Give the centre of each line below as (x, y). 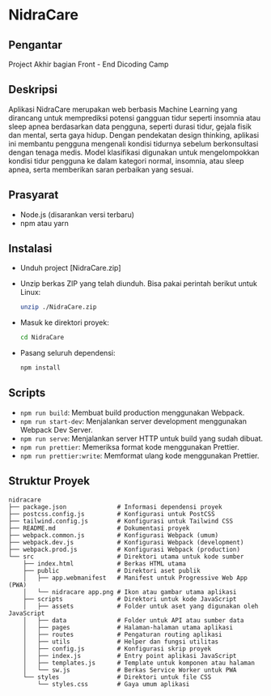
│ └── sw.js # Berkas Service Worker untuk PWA (130, 670)
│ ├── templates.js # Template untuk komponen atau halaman (139, 663)
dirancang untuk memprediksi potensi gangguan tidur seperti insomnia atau (135, 117)
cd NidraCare (42, 338)
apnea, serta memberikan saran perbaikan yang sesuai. (101, 169)
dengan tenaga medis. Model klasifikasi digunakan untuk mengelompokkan (134, 152)
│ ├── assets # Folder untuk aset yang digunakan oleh (141, 606)
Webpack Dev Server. (56, 429)
